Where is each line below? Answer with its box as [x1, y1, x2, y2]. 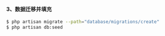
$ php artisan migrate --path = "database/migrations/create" [6, 19, 160, 25]
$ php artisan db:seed [6, 24, 63, 31]
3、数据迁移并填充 [6, 5, 52, 12]
